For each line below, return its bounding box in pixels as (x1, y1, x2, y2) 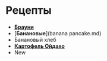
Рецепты (5, 4, 52, 17)
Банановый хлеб (14, 36, 57, 43)
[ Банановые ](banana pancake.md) (14, 29, 102, 36)
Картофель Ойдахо (14, 42, 65, 50)
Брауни (14, 23, 34, 30)
